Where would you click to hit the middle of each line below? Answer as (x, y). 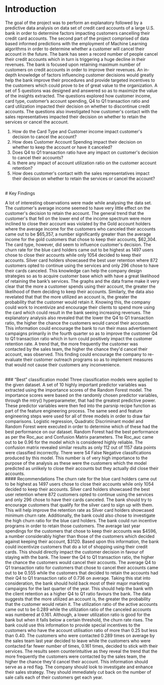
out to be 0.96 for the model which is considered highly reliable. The (74, 442)
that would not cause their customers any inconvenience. (63, 364)
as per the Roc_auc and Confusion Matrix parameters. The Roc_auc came (79, 437)
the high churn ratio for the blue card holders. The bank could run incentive (81, 520)
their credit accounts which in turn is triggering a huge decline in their (75, 59)
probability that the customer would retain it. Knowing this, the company (78, 302)
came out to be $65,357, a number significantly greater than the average (78, 234)
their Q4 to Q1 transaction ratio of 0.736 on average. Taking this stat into (78, 578)
